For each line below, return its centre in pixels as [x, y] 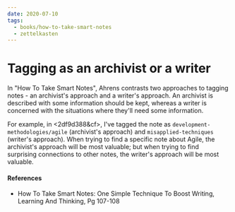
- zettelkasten [36, 34]
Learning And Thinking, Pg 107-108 [68, 201]
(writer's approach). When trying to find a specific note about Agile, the [111, 139]
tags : [15, 20]
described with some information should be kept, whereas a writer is [107, 103]
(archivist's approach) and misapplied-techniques [141, 132]
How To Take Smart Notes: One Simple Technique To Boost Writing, [116, 194]
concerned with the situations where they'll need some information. [106, 111]
